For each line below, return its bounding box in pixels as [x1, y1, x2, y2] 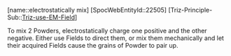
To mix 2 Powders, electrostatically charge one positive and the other [7, 27, 208, 35]
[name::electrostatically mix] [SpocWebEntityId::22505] [7, 6, 167, 14]
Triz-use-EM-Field [22, 13, 76, 21]
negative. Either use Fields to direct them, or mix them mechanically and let [7, 34, 224, 42]
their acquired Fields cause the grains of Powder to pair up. [7, 41, 178, 49]
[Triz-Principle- [167, 6, 213, 14]
